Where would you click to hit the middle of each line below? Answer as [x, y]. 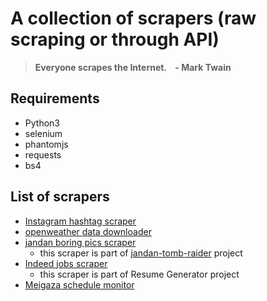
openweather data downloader [88, 231]
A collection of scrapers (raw [133, 18]
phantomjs [46, 144]
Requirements [55, 98]
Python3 [42, 123]
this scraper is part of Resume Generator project [139, 274]
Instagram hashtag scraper [80, 221]
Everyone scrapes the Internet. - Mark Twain [133, 67]
